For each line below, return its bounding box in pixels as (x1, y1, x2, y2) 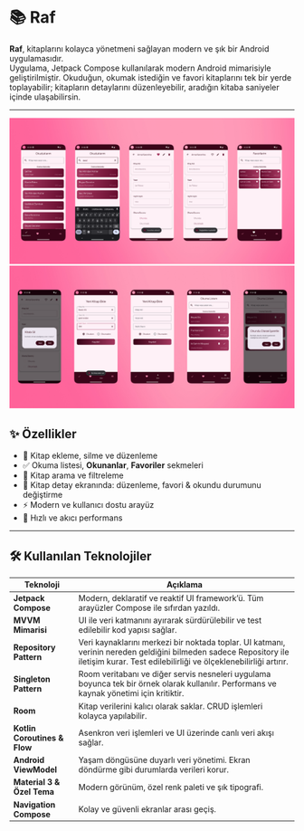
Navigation (13, 798, 56, 810)
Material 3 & (13, 777, 61, 788)
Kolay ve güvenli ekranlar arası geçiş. (78, 804, 217, 815)
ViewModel (13, 764, 57, 775)
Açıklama (166, 579, 204, 590)
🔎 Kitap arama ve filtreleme (22, 470, 124, 481)
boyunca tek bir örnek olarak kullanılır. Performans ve (78, 678, 278, 689)
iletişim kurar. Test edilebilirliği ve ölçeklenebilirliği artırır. (78, 656, 289, 667)
